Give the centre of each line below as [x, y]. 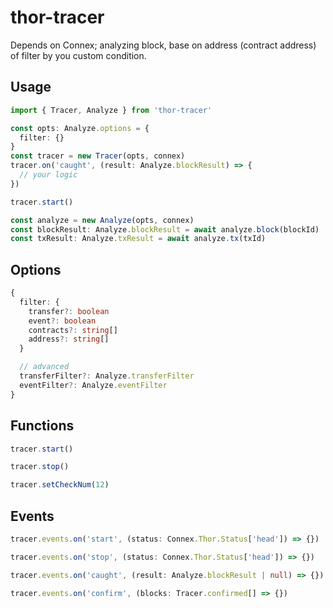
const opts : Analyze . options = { [80, 128]
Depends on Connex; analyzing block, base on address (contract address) [163, 45]
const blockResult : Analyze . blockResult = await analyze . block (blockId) [165, 229]
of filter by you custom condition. [78, 55]
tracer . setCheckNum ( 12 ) [60, 485]
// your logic [48, 175]
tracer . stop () [40, 467]
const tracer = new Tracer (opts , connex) [98, 156]
